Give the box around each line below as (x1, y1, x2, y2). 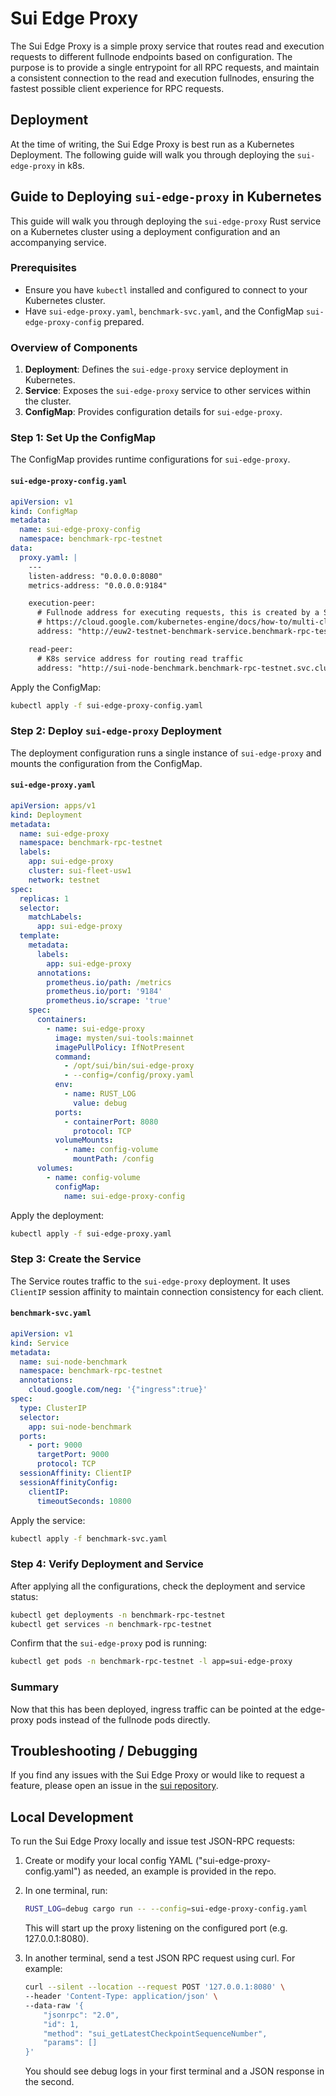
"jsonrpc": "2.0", (43, 2010, 120, 2020)
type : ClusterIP (19, 1403, 87, 1413)
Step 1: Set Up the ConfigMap (10, 431, 156, 445)
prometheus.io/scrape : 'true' (46, 996, 172, 1006)
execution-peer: (28, 598, 97, 609)
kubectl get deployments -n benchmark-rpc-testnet (10, 1610, 226, 1620)
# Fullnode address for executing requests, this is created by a (36, 608, 320, 618)
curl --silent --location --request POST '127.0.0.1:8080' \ (24, 1982, 286, 1992)
